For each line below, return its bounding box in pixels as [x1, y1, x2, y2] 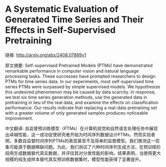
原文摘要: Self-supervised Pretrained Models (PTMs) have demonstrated [5, 62, 153, 68]
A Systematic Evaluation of [5, 3, 119, 15]
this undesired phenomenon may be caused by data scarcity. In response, [5, 89, 156, 95]
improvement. [5, 115, 34, 121]
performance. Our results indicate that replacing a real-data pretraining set [5, 105, 157, 111]
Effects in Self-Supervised [5, 25, 116, 36]
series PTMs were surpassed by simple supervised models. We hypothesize [5, 83, 161, 89]
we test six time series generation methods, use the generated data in [5, 94, 147, 100]
